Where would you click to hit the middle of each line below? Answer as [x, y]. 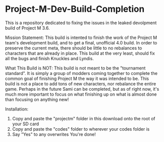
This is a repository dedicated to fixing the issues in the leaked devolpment [81, 23]
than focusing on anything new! [37, 99]
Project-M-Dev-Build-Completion [75, 9]
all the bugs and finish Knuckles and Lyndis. [50, 58]
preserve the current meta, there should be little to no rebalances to [74, 48]
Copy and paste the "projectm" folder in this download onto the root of [84, 118]
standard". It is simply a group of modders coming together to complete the [82, 73]
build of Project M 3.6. [27, 28]
